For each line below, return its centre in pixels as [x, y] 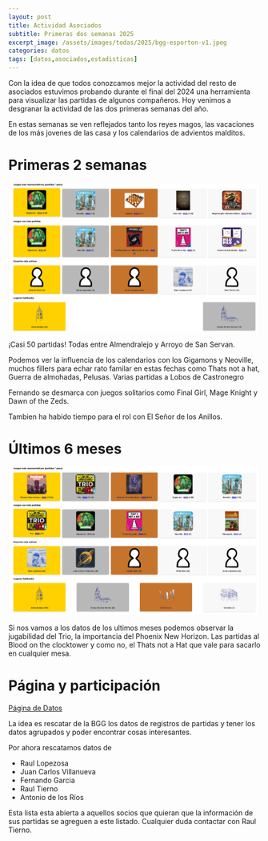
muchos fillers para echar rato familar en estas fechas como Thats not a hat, [134, 368]
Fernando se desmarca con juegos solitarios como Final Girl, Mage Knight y [133, 392]
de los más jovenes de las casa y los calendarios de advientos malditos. [127, 133]
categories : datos [39, 51]
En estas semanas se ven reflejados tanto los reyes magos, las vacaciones [131, 124]
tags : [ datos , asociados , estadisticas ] [73, 59]
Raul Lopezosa [44, 763]
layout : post [30, 17]
